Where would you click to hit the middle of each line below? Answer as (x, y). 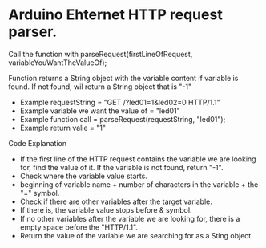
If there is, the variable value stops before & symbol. (106, 209)
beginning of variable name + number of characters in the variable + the (139, 184)
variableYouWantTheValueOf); (58, 63)
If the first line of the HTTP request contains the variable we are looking (138, 159)
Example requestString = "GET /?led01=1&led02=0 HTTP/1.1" (120, 102)
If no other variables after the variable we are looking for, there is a (130, 218)
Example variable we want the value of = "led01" (100, 111)
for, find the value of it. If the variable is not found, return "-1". (121, 167)
